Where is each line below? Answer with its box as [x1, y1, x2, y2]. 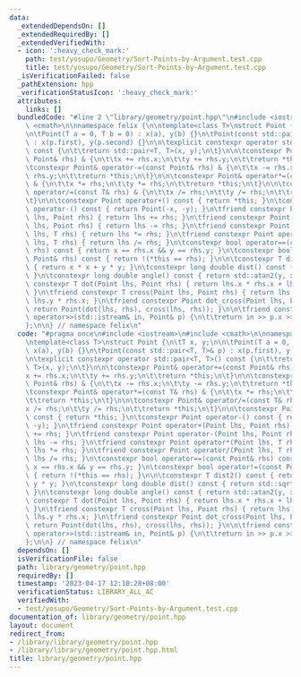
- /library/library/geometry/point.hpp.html [9, 646, 178, 655]
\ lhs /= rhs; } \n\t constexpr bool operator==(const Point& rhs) [25, 454, 275, 464]
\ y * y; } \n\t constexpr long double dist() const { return [25, 479, 254, 488]
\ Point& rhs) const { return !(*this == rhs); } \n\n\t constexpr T [25, 254, 282, 264]
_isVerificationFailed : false [17, 72, 130, 81]
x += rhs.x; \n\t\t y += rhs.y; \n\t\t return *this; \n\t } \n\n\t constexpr [25, 371, 295, 381]
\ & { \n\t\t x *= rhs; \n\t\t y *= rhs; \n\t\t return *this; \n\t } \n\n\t [25, 180, 287, 189]
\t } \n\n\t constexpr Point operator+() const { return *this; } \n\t [25, 196, 282, 206]
